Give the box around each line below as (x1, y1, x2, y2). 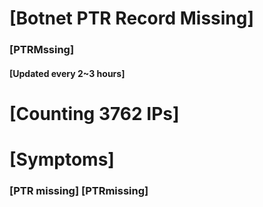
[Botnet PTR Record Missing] (9, 7, 255, 30)
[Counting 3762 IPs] (9, 102, 180, 125)
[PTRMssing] (9, 43, 75, 57)
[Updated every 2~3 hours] (9, 67, 126, 79)
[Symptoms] (9, 148, 115, 171)
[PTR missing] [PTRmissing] (9, 184, 149, 197)
